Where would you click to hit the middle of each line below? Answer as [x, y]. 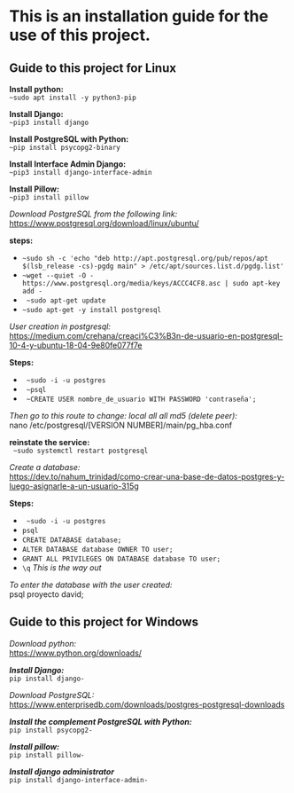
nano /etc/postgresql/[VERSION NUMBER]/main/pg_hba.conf [121, 425]
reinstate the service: [50, 442]
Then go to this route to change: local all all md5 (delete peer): [123, 416]
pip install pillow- [47, 755]
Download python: [43, 643]
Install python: [36, 89]
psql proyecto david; [46, 594]
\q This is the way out [62, 568]
